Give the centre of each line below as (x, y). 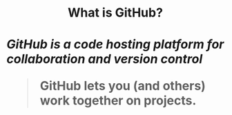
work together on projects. (118, 101)
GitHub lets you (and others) (123, 86)
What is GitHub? (115, 13)
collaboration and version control (105, 59)
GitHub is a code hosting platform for (115, 45)
